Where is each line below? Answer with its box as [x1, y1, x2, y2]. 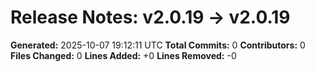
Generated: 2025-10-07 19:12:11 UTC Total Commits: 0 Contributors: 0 [10, 39, 306, 51]
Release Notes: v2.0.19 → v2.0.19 [10, 6, 291, 29]
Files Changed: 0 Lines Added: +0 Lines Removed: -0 [10, 49, 237, 61]
